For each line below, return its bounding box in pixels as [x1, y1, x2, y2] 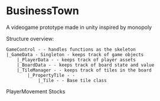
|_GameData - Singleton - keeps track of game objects [6, 51, 144, 57]
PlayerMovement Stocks [6, 87, 66, 95]
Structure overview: [6, 35, 54, 42]
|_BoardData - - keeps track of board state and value [17, 62, 155, 68]
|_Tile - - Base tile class [37, 77, 107, 83]
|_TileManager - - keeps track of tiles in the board [17, 67, 152, 73]
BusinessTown [6, 4, 80, 18]
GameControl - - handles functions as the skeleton [6, 46, 136, 53]
